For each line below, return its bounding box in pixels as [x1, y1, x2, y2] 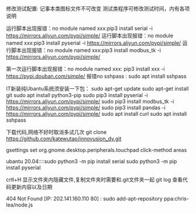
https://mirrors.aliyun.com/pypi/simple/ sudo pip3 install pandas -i [6, 104, 166, 111]
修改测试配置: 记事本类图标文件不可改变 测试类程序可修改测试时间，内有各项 [6, 5, 190, 12]
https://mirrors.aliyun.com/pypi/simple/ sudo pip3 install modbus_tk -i [6, 98, 174, 105]
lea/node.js [6, 201, 33, 208]
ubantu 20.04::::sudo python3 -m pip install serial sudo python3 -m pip [6, 158, 177, 165]
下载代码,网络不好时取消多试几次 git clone [6, 129, 107, 136]
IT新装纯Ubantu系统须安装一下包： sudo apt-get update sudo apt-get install [6, 85, 189, 92]
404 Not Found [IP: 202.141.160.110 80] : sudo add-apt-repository [6, 195, 163, 202]
